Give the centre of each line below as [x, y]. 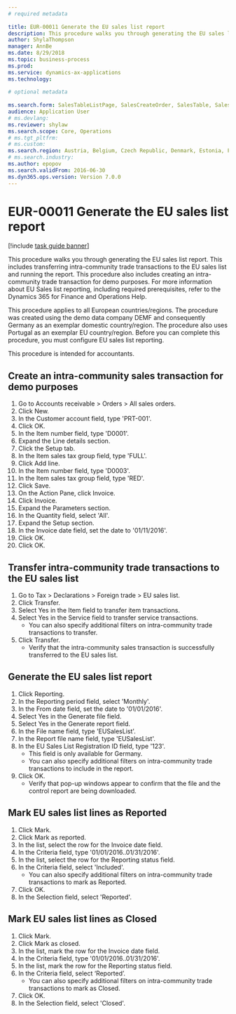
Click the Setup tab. [47, 448]
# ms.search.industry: [41, 158]
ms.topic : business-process [49, 60]
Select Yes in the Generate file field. [70, 716]
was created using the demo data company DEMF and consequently [107, 318]
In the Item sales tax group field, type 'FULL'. [83, 456]
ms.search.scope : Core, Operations [60, 131]
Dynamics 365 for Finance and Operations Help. [77, 297]
